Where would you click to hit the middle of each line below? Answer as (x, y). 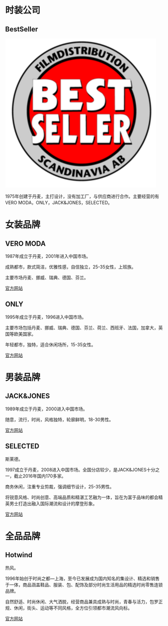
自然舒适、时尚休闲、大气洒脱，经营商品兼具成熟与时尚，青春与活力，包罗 (82, 601)
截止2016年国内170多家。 (40, 476)
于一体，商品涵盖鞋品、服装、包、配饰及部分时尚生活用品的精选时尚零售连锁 (84, 584)
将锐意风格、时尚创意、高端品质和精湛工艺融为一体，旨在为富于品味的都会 (82, 497)
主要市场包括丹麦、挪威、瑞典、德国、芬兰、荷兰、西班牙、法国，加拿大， (82, 328)
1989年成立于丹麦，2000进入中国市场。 (46, 409)
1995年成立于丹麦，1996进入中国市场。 (46, 317)
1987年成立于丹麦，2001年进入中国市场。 (48, 256)
